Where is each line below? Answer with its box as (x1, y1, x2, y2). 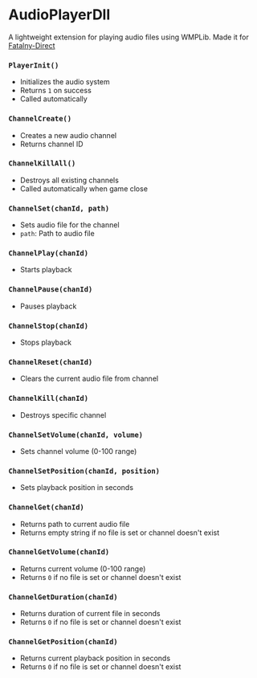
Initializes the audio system (19, 77, 110, 87)
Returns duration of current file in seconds (19, 609, 161, 619)
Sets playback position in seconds (19, 483, 134, 492)
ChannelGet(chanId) (8, 503, 84, 512)
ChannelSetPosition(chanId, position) (8, 466, 161, 476)
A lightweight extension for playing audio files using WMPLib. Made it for (8, 32, 249, 42)
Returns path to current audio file (19, 519, 130, 529)
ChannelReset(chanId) (8, 357, 93, 366)
